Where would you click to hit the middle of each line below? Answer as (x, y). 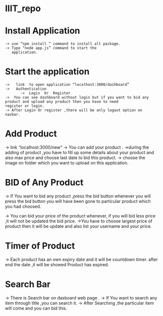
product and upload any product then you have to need (62, 102)
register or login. (25, 106)
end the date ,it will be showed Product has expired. (57, 264)
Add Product (31, 134)
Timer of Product (40, 246)
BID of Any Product (44, 183)
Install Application (43, 31)
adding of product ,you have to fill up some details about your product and (80, 152)
